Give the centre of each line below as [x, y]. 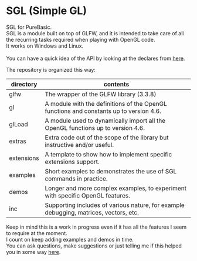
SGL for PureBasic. [29, 27]
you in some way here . [33, 252]
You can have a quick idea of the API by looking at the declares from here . [96, 58]
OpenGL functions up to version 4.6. [95, 128]
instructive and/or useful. [79, 145]
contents [116, 84]
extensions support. [72, 162]
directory [24, 84]
